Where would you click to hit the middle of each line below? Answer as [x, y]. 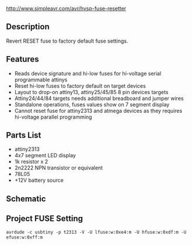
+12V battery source [39, 180]
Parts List [24, 135]
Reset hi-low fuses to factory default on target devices [80, 86]
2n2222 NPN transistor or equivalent [59, 168]
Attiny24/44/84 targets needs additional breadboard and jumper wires [99, 98]
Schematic [26, 199]
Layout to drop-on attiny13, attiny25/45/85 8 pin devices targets [91, 92]
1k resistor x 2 [31, 162]
